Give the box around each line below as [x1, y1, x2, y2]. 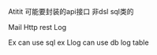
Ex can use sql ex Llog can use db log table [8, 38, 149, 47]
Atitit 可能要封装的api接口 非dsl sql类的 [8, 7, 134, 16]
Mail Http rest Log [8, 23, 67, 31]
